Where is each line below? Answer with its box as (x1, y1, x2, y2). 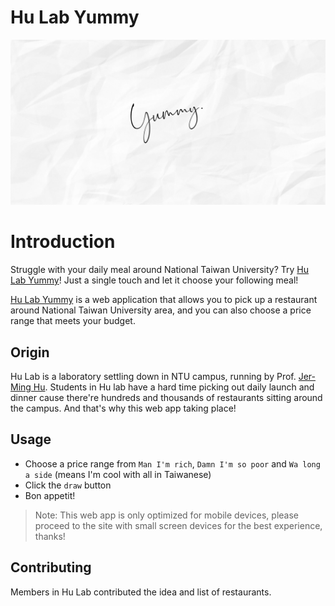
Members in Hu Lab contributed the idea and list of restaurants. (10, 586, 272, 598)
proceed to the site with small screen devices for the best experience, (34, 519, 323, 531)
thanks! (34, 530, 66, 542)
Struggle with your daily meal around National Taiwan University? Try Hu (10, 264, 310, 276)
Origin (10, 344, 50, 361)
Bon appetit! (24, 489, 76, 501)
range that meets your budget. (10, 315, 136, 327)
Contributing (10, 559, 92, 576)
